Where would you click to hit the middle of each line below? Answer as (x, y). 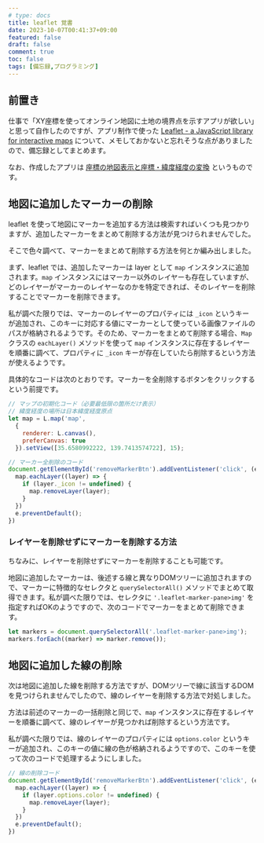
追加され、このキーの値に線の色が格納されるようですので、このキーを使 (139, 749)
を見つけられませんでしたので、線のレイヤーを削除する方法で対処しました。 (132, 695)
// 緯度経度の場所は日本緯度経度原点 (60, 412)
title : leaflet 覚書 (40, 23)
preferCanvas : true (54, 441)
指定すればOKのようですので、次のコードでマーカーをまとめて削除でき (123, 607)
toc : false (26, 60)
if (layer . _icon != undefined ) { (77, 484)
